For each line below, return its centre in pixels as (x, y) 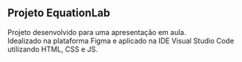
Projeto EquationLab (59, 13)
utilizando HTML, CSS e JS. (53, 49)
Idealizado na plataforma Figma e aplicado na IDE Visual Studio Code (121, 41)
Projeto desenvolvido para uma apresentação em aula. (97, 32)
